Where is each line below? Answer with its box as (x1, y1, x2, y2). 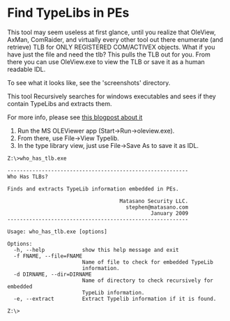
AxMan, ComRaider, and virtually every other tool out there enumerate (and (7, 35, 224, 43)
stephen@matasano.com (125, 204, 189, 211)
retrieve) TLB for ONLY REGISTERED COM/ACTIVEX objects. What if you (7, 43, 215, 51)
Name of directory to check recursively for (82, 277, 214, 284)
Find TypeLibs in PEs (7, 5, 130, 21)
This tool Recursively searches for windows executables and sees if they (7, 92, 216, 100)
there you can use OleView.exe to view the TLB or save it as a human (7, 57, 206, 66)
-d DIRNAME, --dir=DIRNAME (13, 271, 92, 278)
